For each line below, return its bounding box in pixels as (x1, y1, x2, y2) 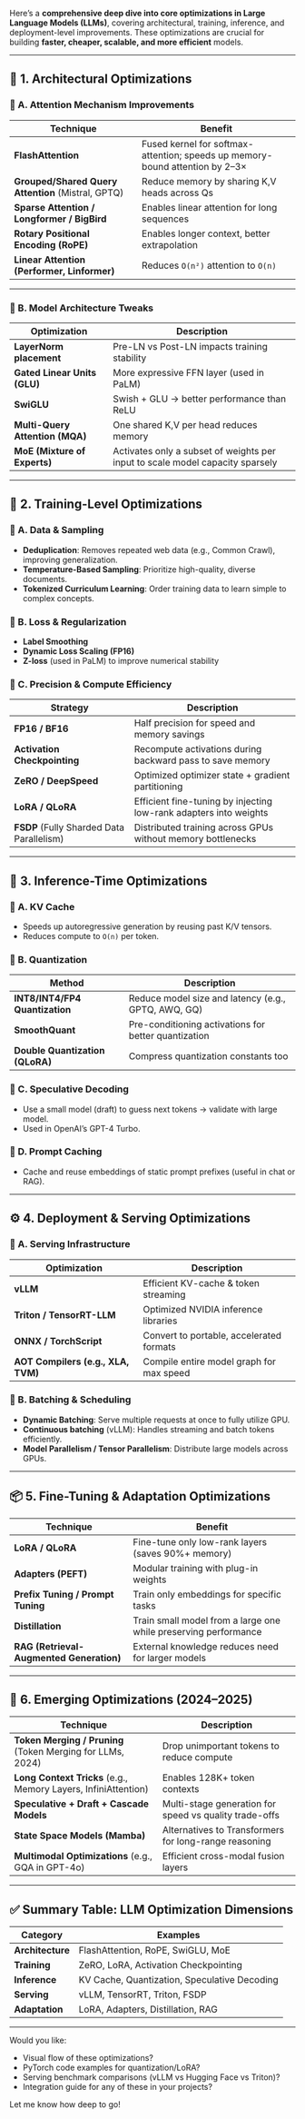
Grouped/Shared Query (14, 174, 118, 187)
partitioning (133, 780, 183, 793)
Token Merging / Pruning (14, 1734, 124, 1747)
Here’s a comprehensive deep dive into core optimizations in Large (9, 8, 266, 18)
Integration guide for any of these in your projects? (22, 2082, 213, 2093)
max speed (143, 1366, 191, 1379)
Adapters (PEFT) (14, 1567, 88, 1579)
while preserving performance (133, 1625, 262, 1638)
